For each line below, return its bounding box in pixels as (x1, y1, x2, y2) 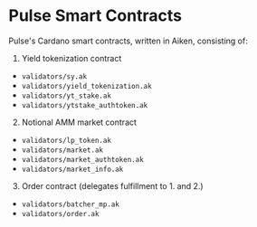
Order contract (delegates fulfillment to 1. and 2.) (21, 180, 205, 191)
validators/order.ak (21, 209, 100, 218)
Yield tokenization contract (21, 52, 122, 63)
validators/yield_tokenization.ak (21, 81, 152, 90)
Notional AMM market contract (21, 117, 138, 128)
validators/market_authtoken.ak (21, 155, 144, 164)
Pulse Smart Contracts (8, 5, 183, 26)
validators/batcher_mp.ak (21, 200, 119, 209)
